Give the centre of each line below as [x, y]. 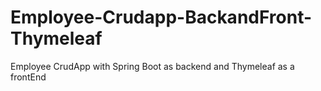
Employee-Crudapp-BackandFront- [161, 17]
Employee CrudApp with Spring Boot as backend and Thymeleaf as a [152, 66]
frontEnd [28, 77]
